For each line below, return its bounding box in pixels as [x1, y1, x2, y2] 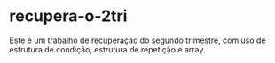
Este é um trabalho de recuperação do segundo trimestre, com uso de [9, 35, 266, 45]
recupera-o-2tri [9, 6, 128, 26]
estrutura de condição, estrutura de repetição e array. [9, 44, 206, 54]
